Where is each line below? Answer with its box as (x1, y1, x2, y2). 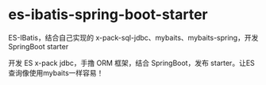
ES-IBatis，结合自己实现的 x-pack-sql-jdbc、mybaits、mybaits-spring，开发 (8, 33, 259, 42)
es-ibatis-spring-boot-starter (8, 6, 208, 24)
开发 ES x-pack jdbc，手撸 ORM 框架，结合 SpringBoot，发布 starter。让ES (8, 58, 256, 68)
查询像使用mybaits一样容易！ (8, 68, 104, 77)
